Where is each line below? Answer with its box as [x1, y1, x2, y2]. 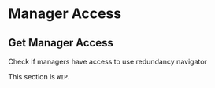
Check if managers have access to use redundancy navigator [8, 57, 207, 66]
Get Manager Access [8, 36, 114, 49]
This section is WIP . [8, 72, 70, 81]
